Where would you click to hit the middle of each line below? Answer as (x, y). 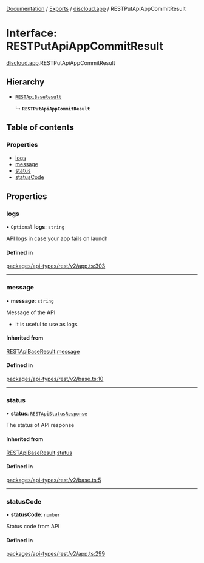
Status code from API (33, 527)
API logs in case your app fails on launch (57, 238)
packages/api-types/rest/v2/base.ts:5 (54, 480)
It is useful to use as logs (46, 324)
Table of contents (40, 128)
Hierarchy (25, 82)
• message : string (30, 300)
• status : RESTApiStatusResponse (47, 413)
